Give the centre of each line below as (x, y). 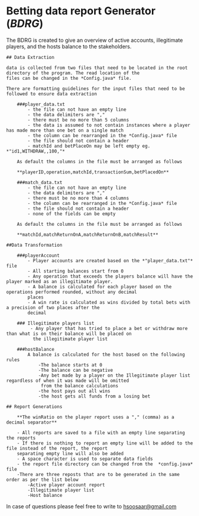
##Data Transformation (34, 245)
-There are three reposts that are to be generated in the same (98, 474)
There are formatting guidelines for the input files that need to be (96, 88)
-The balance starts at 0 (70, 365)
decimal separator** (32, 422)
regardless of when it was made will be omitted (68, 380)
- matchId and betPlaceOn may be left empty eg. (89, 146)
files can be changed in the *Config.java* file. (69, 78)
